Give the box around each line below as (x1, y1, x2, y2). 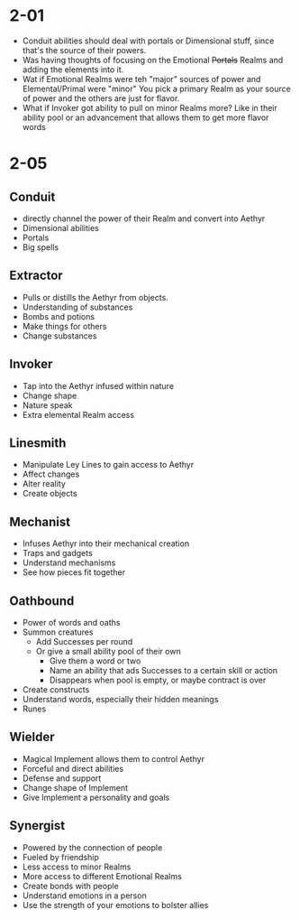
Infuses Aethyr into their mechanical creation (22, 538, 190, 549)
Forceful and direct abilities (22, 763, 124, 774)
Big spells (22, 241, 59, 253)
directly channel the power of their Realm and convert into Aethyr (22, 213, 266, 224)
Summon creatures (22, 627, 94, 637)
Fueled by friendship (22, 851, 99, 862)
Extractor (9, 268, 63, 283)
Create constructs (22, 684, 90, 695)
